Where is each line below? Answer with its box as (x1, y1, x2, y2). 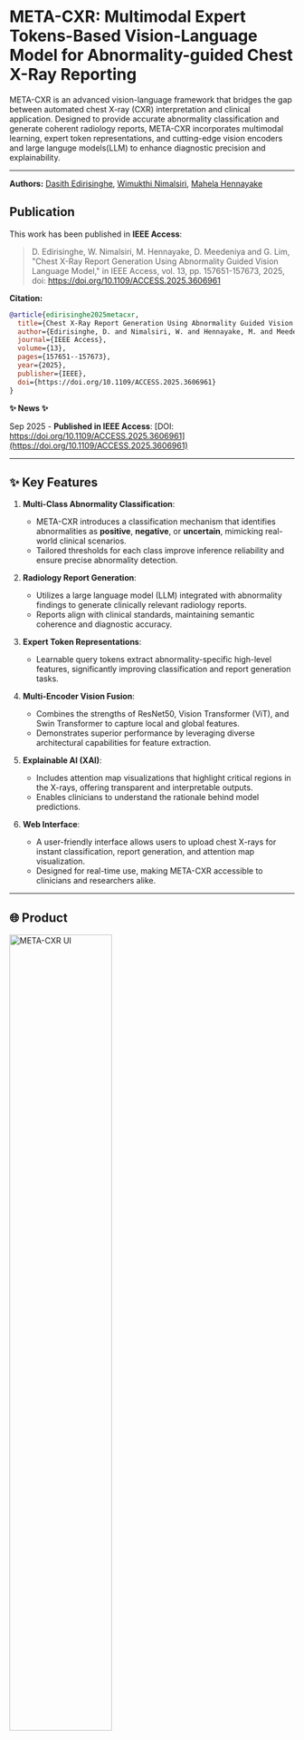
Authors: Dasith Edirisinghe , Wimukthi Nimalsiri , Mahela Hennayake (9, 178, 263, 189)
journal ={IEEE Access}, (17, 336, 107, 345)
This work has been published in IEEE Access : (9, 229, 183, 239)
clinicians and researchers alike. (35, 875, 157, 886)
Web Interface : (22, 819, 81, 830)
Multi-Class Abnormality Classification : (22, 499, 176, 510)
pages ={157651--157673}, (17, 352, 111, 362)
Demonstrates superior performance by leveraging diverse (35, 728, 255, 738)
